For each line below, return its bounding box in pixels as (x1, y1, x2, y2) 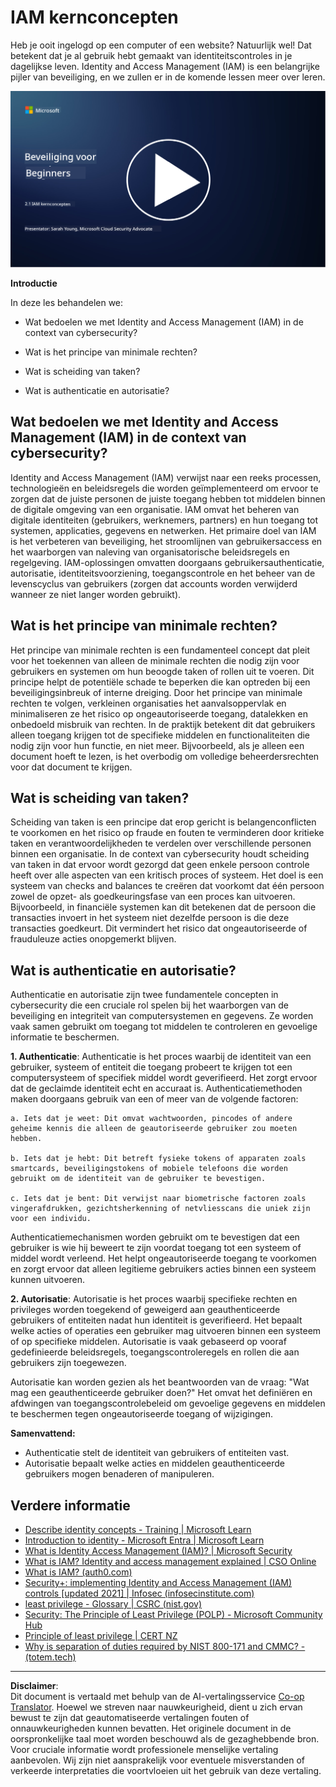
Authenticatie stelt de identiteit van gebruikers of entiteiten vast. (24, 1447, 290, 1459)
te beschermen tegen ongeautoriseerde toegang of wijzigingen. (10, 1408, 273, 1420)
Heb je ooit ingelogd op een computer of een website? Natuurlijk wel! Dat (10, 39, 312, 51)
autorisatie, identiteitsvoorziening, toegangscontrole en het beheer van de (10, 567, 316, 579)
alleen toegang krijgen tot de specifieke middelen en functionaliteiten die (10, 729, 311, 741)
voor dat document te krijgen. (10, 761, 133, 773)
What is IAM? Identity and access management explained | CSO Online (24, 1556, 317, 1568)
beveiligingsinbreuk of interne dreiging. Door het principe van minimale (10, 686, 303, 698)
